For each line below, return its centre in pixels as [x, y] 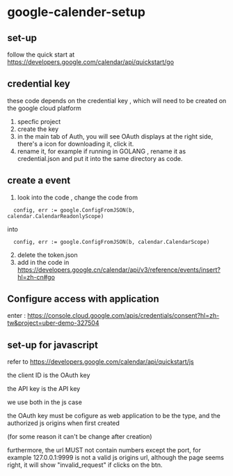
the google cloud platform [44, 108]
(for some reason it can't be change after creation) [80, 437]
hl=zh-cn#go [36, 277]
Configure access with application [83, 299]
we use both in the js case [45, 402]
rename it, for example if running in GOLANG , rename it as [102, 151]
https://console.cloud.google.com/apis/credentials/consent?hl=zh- [123, 316]
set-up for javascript [53, 345]
